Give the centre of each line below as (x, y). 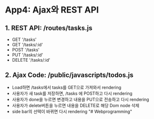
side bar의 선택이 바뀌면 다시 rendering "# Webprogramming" (72, 111)
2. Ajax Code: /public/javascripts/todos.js (69, 75)
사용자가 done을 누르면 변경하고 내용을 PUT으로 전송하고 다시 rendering (81, 99)
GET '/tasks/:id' (28, 45)
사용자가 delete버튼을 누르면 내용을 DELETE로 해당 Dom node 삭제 (76, 105)
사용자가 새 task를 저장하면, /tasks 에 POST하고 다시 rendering (72, 93)
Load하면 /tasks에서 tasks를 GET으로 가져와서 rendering (67, 87)
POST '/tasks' (26, 50)
